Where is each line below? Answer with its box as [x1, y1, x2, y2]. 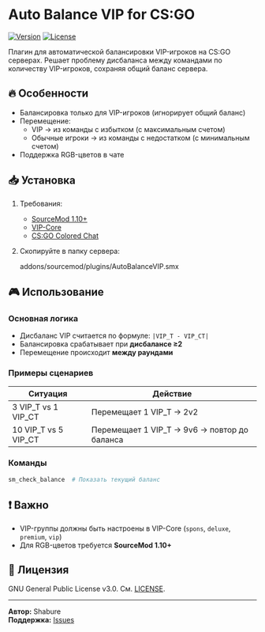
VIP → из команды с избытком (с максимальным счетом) [31, 124, 226, 134]
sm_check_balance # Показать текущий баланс [8, 475, 160, 483]
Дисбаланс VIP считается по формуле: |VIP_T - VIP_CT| [19, 331, 209, 341]
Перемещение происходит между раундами [19, 348, 174, 358]
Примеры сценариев [8, 368, 94, 379]
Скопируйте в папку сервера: [19, 246, 121, 255]
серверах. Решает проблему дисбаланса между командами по [8, 55, 222, 65]
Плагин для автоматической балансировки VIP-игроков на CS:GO [8, 47, 231, 56]
